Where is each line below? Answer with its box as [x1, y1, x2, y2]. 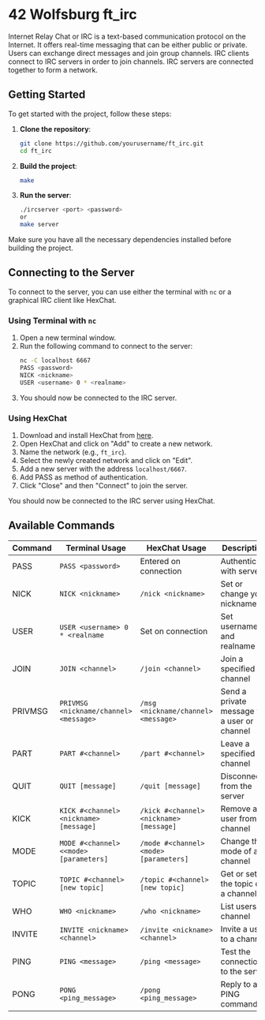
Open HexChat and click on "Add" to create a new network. [19, 439, 213, 448]
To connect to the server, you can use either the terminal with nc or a [8, 286, 232, 297]
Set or [220, 578, 243, 589]
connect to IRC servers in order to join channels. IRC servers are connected [8, 57, 254, 66]
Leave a [220, 738, 250, 749]
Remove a [220, 803, 258, 814]
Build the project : [19, 161, 77, 170]
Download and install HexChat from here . [19, 430, 154, 439]
